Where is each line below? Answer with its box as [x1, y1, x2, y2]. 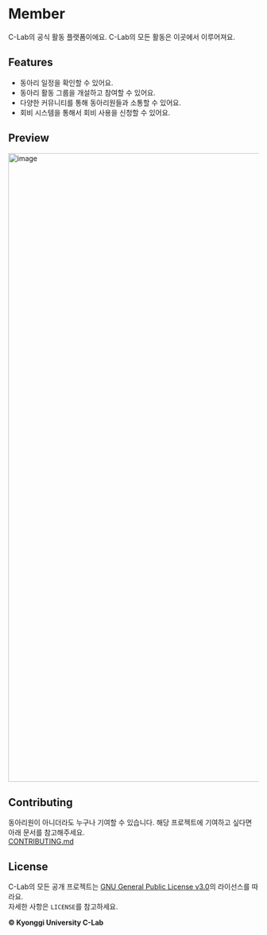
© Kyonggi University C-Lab [8, 917, 104, 928]
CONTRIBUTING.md [8, 837, 74, 847]
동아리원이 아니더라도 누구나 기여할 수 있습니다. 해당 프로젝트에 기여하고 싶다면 [8, 818, 253, 827]
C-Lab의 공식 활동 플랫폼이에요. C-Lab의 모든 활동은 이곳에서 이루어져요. [8, 32, 236, 41]
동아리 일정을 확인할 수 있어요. [19, 77, 114, 88]
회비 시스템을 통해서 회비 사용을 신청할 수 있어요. [19, 108, 171, 117]
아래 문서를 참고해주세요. [8, 827, 85, 837]
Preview [8, 131, 50, 145]
